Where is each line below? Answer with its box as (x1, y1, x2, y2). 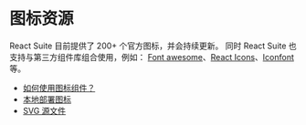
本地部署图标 (22, 93, 71, 105)
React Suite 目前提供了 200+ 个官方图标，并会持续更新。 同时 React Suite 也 (9, 40, 297, 51)
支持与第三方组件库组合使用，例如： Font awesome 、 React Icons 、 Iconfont (9, 51, 295, 62)
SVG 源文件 (22, 105, 67, 116)
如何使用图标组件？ (22, 82, 96, 93)
